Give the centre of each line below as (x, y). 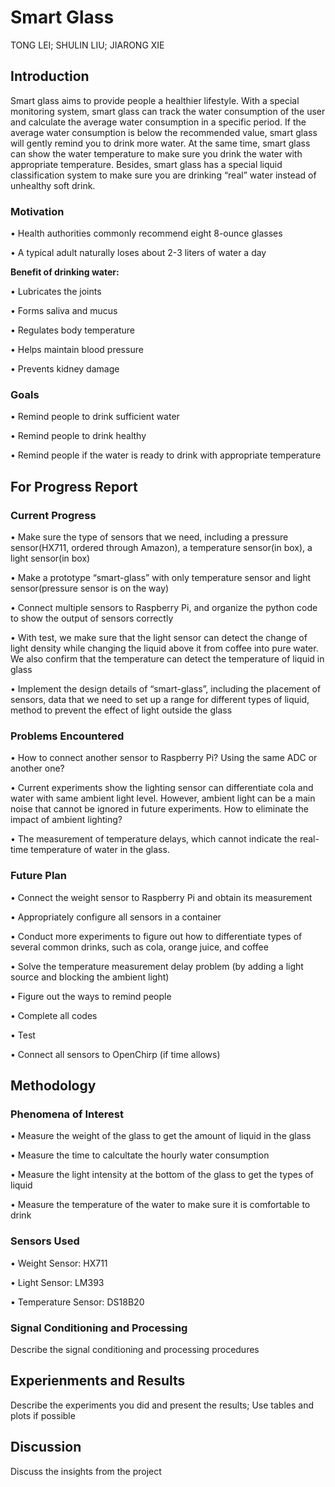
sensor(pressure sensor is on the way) (90, 588)
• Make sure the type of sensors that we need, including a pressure (149, 537)
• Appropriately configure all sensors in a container (116, 917)
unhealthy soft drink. (53, 185)
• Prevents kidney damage (65, 369)
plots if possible (43, 1415)
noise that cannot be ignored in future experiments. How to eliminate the (159, 809)
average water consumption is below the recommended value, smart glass (164, 132)
